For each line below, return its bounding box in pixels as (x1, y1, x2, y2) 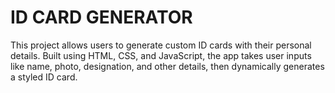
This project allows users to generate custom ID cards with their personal (10, 39, 312, 51)
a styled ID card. (10, 71, 78, 83)
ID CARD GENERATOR (10, 6, 193, 29)
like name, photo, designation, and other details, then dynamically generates (10, 60, 325, 72)
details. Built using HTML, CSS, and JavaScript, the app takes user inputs (10, 49, 312, 61)
